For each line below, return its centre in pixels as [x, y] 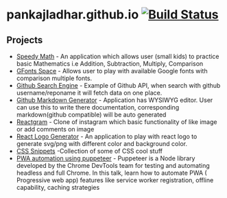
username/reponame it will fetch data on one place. [89, 93]
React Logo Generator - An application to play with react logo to [107, 136]
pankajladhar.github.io [73, 15]
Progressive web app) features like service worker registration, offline [115, 180]
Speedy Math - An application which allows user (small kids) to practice [118, 56]
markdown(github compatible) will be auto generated [91, 114]
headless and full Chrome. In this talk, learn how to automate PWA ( [111, 173]
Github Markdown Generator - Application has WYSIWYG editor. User [115, 100]
